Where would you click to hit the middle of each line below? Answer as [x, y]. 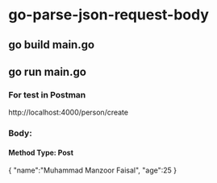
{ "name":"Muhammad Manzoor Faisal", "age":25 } [93, 170]
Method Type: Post [41, 152]
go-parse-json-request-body [109, 15]
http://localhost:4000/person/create [69, 112]
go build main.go [52, 45]
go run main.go [48, 71]
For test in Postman [47, 94]
